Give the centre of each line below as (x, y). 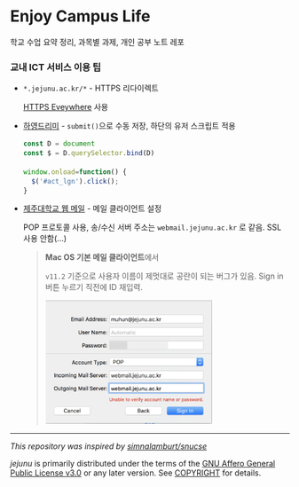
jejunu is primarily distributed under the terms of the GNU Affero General (143, 463)
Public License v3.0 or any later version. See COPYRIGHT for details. (136, 473)
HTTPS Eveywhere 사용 (66, 107)
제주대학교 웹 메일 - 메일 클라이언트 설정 (92, 208)
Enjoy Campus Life (80, 16)
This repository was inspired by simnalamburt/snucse (109, 446)
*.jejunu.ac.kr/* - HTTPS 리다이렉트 (90, 88)
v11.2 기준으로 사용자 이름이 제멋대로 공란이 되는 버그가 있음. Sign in (164, 276)
